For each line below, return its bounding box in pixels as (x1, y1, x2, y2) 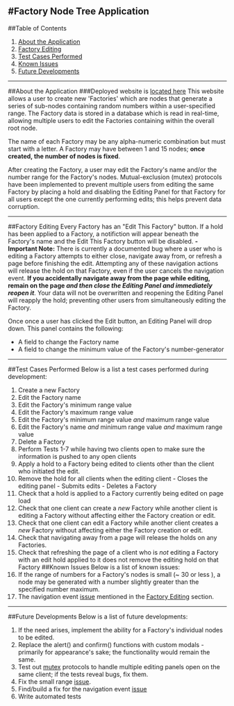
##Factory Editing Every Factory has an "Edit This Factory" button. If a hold (8, 222, 224, 230)
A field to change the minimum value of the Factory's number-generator (17, 345, 224, 353)
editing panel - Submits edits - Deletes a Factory (17, 482, 157, 490)
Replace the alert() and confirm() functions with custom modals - (17, 640, 204, 648)
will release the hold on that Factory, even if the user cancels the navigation (8, 267, 224, 275)
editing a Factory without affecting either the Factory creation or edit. (17, 511, 216, 519)
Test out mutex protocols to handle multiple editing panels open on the (17, 662, 221, 671)
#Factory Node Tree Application (8, 6, 150, 17)
